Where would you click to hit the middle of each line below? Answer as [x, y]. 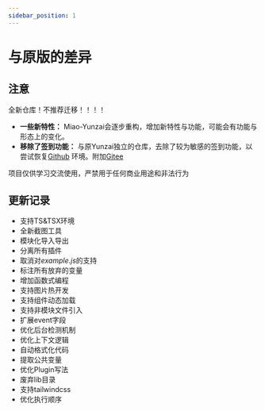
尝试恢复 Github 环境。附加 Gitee [71, 156]
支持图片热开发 [44, 290]
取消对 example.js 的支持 [58, 261]
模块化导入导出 [44, 241]
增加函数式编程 [44, 280]
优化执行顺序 [40, 399]
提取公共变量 [40, 360]
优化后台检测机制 [48, 330]
